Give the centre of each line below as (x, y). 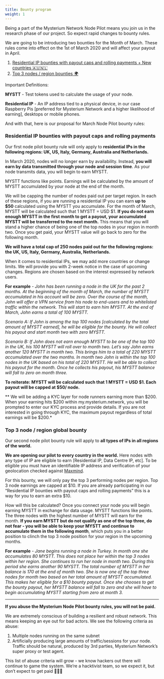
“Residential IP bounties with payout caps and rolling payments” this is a (78, 491)
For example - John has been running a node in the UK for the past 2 (75, 286)
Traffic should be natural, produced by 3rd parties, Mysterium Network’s (85, 646)
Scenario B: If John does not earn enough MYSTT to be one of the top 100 (80, 341)
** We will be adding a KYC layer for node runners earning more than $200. (81, 397)
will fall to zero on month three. (36, 372)
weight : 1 (15, 14)
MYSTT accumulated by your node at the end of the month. (65, 186)
